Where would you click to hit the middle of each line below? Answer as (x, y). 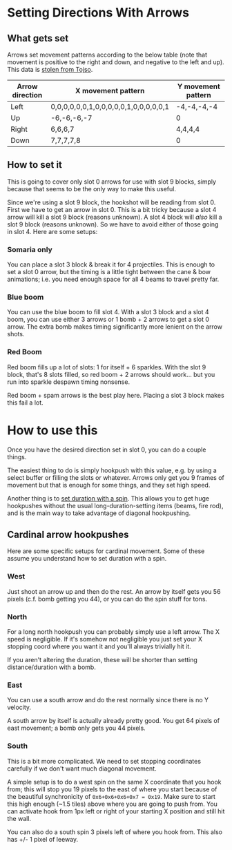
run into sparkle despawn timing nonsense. (68, 382)
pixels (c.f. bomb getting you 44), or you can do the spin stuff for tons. (107, 599)
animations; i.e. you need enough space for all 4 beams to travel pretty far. (113, 279)
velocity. (19, 707)
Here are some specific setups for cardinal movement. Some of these (106, 551)
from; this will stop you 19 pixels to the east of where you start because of (112, 789)
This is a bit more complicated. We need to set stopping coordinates (104, 761)
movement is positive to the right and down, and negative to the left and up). (116, 62)
